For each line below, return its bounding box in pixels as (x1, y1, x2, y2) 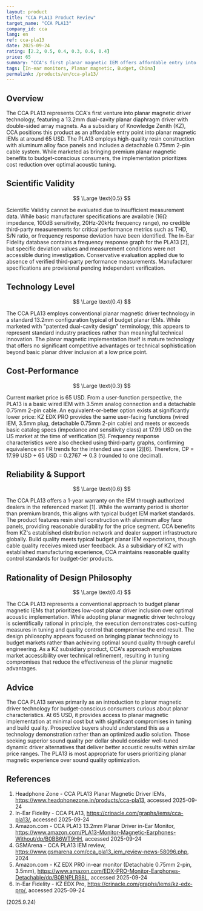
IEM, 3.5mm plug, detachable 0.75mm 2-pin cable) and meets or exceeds (6, 419, 190, 427)
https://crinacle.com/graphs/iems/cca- (86, 809, 184, 816)
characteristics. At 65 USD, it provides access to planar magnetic (6, 711, 168, 718)
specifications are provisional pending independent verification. (6, 264, 165, 272)
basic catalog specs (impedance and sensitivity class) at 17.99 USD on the (6, 425, 192, 433)
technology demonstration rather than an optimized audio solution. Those (6, 730, 190, 738)
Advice (6, 682, 34, 693)
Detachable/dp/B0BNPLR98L (15, 873, 88, 881)
